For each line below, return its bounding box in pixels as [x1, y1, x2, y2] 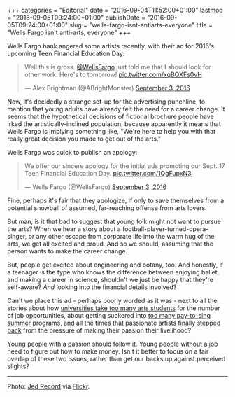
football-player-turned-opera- [122, 225, 209, 233]
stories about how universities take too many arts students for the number [7, 304, 220, 312]
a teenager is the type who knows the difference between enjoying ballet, [7, 268, 220, 276]
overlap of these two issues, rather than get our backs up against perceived [7, 355, 226, 363]
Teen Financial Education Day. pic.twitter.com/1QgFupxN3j [24, 169, 194, 177]
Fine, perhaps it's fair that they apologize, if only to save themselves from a [7, 196, 225, 204]
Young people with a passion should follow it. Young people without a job [7, 340, 218, 348]
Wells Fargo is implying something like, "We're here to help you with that [7, 127, 215, 135]
